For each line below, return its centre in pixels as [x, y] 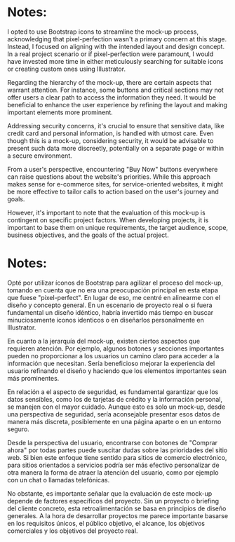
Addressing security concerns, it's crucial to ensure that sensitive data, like [116, 126]
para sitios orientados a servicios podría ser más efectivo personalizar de [113, 465]
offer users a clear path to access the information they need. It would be [112, 97]
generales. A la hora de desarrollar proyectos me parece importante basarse [118, 515]
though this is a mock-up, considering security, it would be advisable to [110, 140]
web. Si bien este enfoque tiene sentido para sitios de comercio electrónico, [117, 457]
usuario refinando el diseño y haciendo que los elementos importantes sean [117, 371]
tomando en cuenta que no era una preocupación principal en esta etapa [113, 290]
